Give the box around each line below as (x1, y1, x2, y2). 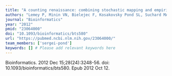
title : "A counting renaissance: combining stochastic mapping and (5, 7, 153, 13)
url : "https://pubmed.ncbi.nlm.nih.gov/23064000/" (5, 36, 116, 41)
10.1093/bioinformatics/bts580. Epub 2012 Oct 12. (5, 65, 110, 71)
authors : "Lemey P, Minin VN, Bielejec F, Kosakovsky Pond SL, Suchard (5, 12, 161, 17)
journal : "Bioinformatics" (5, 17, 63, 22)
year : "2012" (5, 21, 33, 27)
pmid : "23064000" (5, 27, 42, 32)
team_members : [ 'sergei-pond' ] (5, 41, 72, 46)
